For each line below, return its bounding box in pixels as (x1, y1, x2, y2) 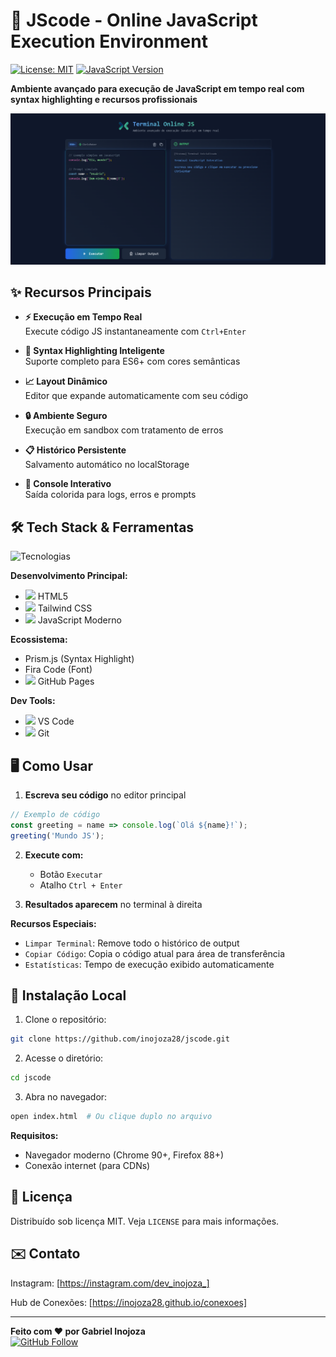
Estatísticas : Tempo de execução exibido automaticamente (24, 958, 275, 970)
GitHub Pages (37, 675, 95, 688)
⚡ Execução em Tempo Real (24, 311, 143, 323)
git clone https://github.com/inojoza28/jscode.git (10, 1034, 230, 1044)
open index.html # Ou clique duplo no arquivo (10, 1112, 213, 1122)
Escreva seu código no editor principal (24, 789, 187, 801)
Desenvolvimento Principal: (10, 570, 128, 582)
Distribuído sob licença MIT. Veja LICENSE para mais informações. (10, 1215, 280, 1227)
